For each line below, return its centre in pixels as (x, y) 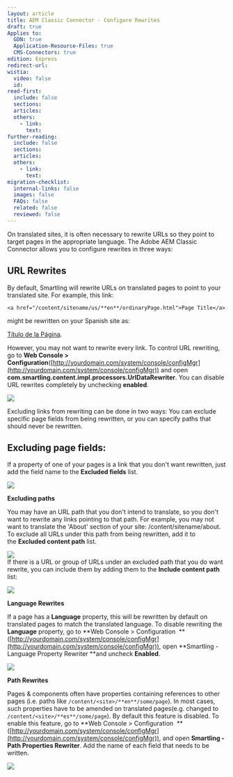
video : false (32, 78)
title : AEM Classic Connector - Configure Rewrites (83, 20)
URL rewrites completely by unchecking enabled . (78, 384)
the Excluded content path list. (52, 542)
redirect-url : (28, 65)
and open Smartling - (193, 738)
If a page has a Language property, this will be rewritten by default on (107, 617)
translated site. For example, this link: (61, 295)
